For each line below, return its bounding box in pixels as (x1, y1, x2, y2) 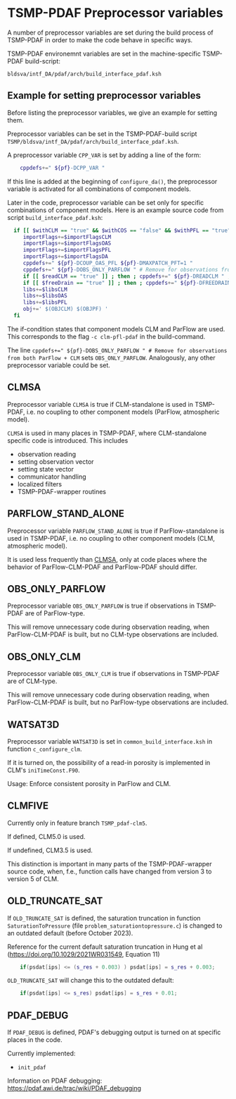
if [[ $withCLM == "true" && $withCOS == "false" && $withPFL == (13, 227, 209, 234)
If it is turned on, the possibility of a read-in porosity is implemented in (7, 758, 211, 766)
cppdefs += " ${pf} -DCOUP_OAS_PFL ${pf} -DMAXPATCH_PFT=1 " (22, 259, 193, 266)
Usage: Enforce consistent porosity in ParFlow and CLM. (7, 779, 171, 787)
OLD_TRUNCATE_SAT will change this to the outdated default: (7, 976, 174, 985)
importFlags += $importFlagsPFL (22, 247, 112, 254)
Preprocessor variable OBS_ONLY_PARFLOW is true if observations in (7, 601, 195, 610)
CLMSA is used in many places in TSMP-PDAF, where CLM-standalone (7, 429, 207, 437)
